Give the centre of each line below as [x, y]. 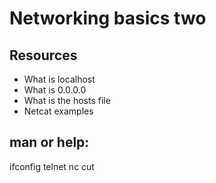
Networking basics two [108, 18]
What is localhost [59, 79]
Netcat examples [58, 111]
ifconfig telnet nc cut [52, 166]
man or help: [49, 142]
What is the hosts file [67, 100]
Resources [43, 55]
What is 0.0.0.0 [55, 90]
